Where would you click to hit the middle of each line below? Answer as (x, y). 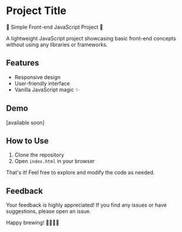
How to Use (28, 141)
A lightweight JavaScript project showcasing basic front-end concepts (91, 38)
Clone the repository (39, 155)
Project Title (36, 11)
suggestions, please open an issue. (49, 211)
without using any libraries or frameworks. (57, 45)
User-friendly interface (42, 83)
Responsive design (37, 77)
